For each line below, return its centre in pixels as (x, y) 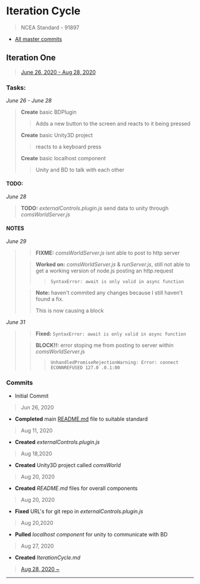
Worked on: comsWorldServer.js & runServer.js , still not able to (113, 265)
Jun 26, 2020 (37, 407)
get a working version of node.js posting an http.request (104, 271)
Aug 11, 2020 (37, 430)
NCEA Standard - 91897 (50, 27)
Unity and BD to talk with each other (80, 170)
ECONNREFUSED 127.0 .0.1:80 (85, 368)
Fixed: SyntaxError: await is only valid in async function (111, 334)
